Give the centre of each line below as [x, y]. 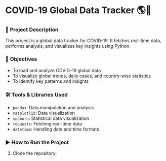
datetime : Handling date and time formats [56, 129]
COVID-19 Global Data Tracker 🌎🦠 [78, 10]
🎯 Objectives [21, 59]
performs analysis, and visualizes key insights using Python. [68, 46]
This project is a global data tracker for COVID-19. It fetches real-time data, [83, 41]
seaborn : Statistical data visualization [51, 118]
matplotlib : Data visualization [44, 113]
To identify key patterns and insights [51, 81]
